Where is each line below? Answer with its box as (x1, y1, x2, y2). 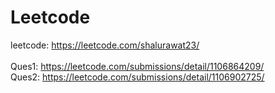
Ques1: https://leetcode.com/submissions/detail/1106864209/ (10, 60, 265, 72)
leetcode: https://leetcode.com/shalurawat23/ (10, 39, 200, 51)
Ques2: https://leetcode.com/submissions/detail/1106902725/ (10, 71, 265, 83)
